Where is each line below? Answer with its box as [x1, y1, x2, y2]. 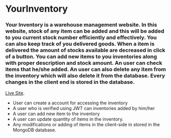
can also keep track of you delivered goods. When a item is [5, 40, 155, 47]
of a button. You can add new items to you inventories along [5, 53, 157, 60]
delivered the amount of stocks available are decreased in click [5, 47, 165, 54]
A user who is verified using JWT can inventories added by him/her [12, 105, 155, 112]
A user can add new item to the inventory [12, 111, 100, 117]
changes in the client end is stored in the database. [5, 78, 135, 86]
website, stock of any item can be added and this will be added [5, 27, 165, 35]
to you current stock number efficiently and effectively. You [5, 34, 157, 41]
